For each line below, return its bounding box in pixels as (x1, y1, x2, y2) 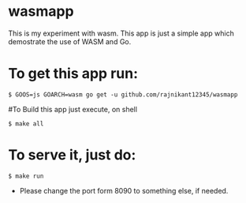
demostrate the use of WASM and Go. (8, 36, 132, 46)
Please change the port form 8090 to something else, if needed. (19, 186, 229, 195)
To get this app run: (8, 65, 139, 83)
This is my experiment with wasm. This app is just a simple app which (8, 28, 234, 38)
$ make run (8, 172, 44, 180)
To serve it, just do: (8, 146, 136, 164)
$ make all (8, 119, 44, 128)
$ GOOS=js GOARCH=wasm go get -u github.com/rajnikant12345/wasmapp (8, 90, 238, 99)
